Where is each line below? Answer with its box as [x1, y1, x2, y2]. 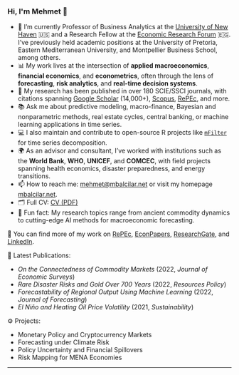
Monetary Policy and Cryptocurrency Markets [17, 331, 152, 339]
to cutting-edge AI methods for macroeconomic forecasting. [17, 216, 195, 225]
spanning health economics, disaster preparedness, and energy [17, 164, 205, 173]
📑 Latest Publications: [7, 251, 71, 260]
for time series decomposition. [17, 138, 108, 147]
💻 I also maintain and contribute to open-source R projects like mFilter [17, 128, 228, 137]
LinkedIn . [7, 237, 34, 246]
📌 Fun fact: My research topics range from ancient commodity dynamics [17, 208, 230, 217]
